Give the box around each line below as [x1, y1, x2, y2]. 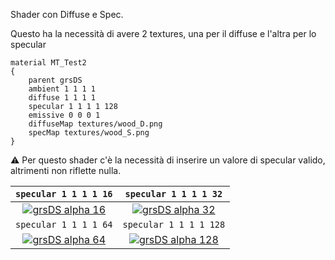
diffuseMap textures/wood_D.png [28, 119, 163, 129]
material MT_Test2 [10, 58, 87, 68]
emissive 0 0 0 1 [28, 110, 101, 120]
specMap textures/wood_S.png [28, 128, 150, 138]
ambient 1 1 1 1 [28, 84, 97, 94]
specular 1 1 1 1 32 [124, 189, 223, 199]
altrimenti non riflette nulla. [10, 165, 122, 176]
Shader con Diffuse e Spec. [10, 9, 124, 20]
